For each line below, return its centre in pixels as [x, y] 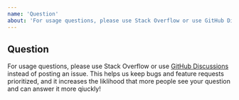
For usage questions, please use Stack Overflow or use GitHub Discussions [118, 66]
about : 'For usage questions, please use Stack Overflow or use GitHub [116, 21]
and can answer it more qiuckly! [54, 89]
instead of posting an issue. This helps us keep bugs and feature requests [116, 74]
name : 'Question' [33, 14]
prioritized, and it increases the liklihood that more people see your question [119, 82]
